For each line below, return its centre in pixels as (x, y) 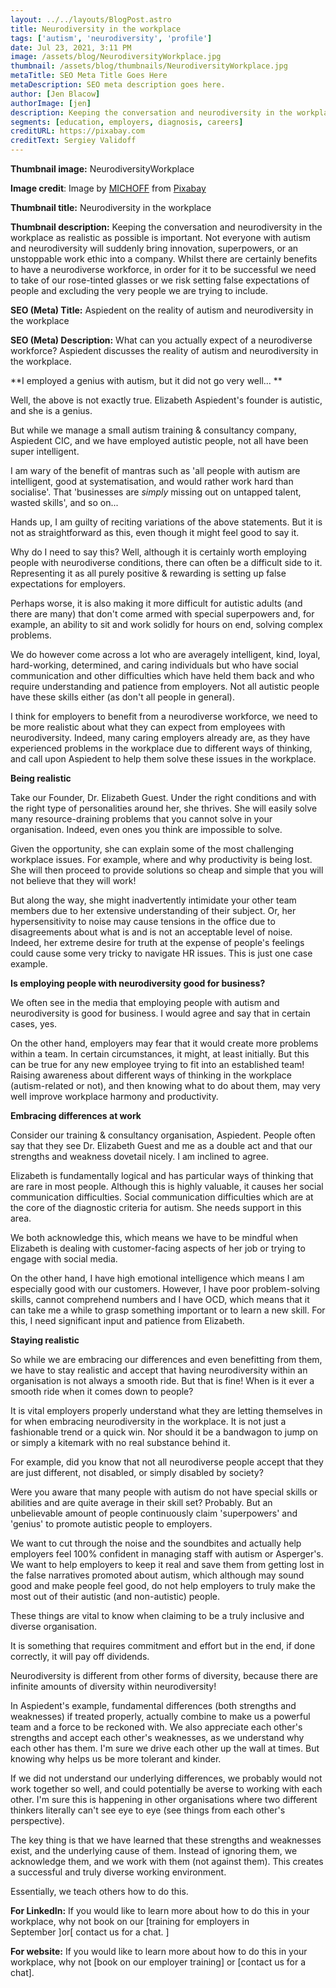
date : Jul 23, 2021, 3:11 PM (71, 47)
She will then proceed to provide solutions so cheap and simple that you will (167, 870)
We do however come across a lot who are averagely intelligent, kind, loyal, (165, 654)
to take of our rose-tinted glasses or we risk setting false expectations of (160, 280)
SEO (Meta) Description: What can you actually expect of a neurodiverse (161, 340)
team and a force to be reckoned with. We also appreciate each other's (156, 1727)
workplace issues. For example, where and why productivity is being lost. (161, 859)
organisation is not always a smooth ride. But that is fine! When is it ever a (162, 1380)
